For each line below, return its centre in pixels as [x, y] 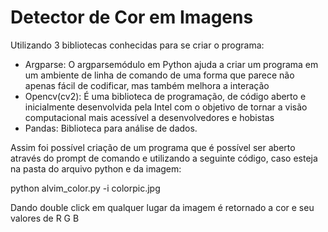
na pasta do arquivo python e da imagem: [96, 168]
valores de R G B [45, 218]
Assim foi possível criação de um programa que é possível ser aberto [153, 147]
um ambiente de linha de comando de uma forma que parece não [159, 75]
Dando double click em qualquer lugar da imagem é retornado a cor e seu [162, 207]
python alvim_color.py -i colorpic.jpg [85, 188]
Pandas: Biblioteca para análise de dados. [111, 128]
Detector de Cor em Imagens [132, 17]
